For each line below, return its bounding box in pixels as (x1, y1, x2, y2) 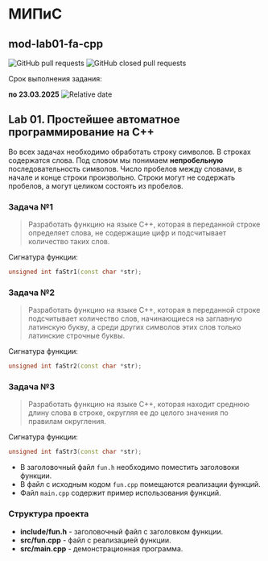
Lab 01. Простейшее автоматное (8, 113, 180, 127)
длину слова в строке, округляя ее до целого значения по (27, 408, 229, 418)
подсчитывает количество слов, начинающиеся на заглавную (27, 314, 243, 323)
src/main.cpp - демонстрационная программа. (19, 543, 183, 553)
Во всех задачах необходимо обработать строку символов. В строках (8, 147, 251, 156)
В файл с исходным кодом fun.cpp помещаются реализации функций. (19, 480, 262, 489)
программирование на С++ (8, 126, 155, 139)
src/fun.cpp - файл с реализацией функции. (19, 535, 171, 545)
